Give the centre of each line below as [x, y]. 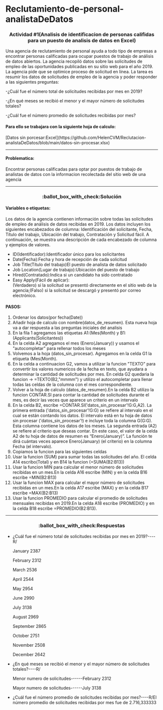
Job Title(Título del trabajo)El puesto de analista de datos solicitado [80, 265]
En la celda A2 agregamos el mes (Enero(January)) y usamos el [76, 343]
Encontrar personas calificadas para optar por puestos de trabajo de [74, 169]
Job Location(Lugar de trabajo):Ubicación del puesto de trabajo [76, 270]
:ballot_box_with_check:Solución [82, 196]
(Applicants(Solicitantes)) [38, 338]
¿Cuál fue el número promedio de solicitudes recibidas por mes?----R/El [84, 697]
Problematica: [20, 158]
